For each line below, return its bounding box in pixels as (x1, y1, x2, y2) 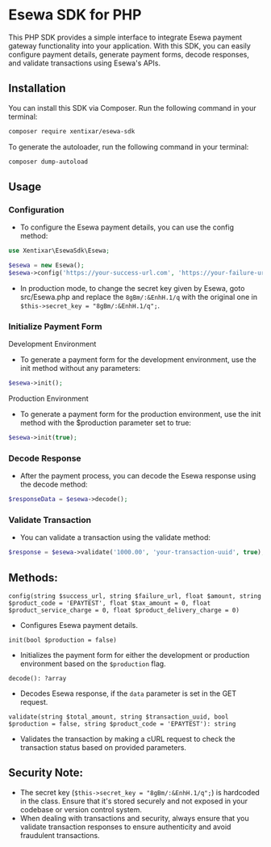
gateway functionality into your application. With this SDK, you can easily (8, 40, 252, 50)
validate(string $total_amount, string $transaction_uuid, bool (8, 713, 229, 721)
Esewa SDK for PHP (8, 6, 142, 24)
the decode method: (19, 479, 88, 490)
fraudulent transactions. (19, 830, 100, 840)
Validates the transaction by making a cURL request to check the (19, 734, 236, 744)
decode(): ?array (8, 675, 67, 683)
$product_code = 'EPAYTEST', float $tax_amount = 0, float (8, 600, 211, 608)
